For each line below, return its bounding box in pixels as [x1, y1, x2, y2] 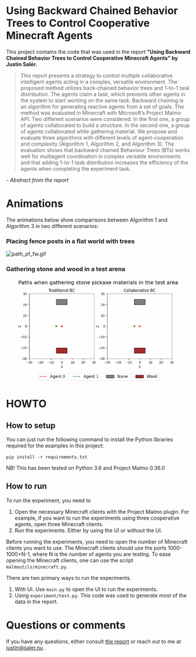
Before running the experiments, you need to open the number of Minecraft [6, 538, 188, 545]
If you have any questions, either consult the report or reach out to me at [6, 638, 181, 645]
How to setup [6, 420, 56, 430]
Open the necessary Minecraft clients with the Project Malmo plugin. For [14, 508, 190, 515]
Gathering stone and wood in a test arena [6, 265, 126, 273]
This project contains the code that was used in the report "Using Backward [6, 48, 191, 55]
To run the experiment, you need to [6, 497, 91, 504]
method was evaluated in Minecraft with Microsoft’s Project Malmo [20, 109, 181, 116]
